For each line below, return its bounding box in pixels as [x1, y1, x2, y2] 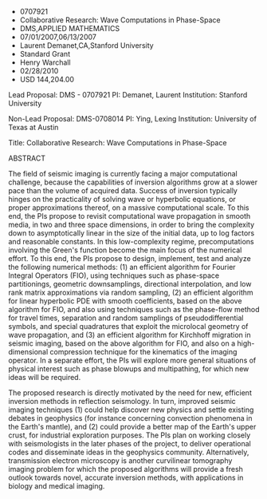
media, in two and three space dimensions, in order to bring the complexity [8, 220, 255, 229]
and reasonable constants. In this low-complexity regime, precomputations [8, 237, 254, 246]
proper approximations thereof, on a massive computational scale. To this [8, 203, 249, 212]
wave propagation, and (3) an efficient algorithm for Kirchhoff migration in [8, 331, 251, 339]
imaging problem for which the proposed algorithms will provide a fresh [8, 465, 243, 473]
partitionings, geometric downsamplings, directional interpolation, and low [8, 279, 252, 288]
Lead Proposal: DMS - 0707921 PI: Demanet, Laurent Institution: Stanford [8, 90, 248, 99]
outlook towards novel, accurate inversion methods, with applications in [8, 473, 244, 482]
